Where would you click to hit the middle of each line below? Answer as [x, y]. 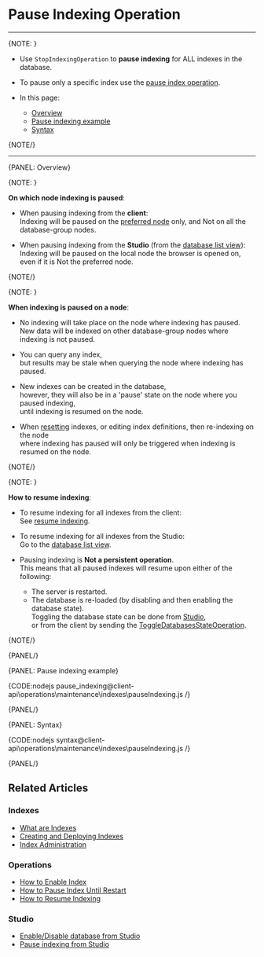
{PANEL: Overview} [39, 167]
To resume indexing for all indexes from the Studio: [102, 536]
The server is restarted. [69, 592]
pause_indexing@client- [95, 686]
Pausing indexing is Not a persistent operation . [97, 559]
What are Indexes [48, 827]
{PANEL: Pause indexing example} [64, 670]
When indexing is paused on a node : [69, 307]
